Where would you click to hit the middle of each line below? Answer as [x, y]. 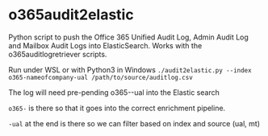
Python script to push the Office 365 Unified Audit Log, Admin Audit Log [128, 37]
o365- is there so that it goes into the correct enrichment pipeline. [117, 108]
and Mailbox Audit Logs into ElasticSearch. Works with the [105, 45]
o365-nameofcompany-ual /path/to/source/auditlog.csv [101, 77]
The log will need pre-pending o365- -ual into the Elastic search [114, 92]
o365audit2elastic [71, 15]
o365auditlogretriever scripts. [58, 54]
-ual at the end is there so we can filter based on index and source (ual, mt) [134, 123]
